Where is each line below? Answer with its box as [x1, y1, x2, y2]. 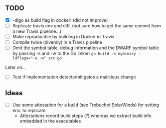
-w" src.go [39, 56, 62, 61]
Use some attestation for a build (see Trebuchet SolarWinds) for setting [12, 102, 160, 108]
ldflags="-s [12, 56, 37, 61]
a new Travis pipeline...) [12, 28, 62, 34]
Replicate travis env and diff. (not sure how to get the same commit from [12, 22, 161, 29]
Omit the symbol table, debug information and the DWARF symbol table [12, 45, 160, 51]
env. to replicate [12, 108, 46, 114]
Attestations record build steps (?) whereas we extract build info [19, 113, 152, 119]
